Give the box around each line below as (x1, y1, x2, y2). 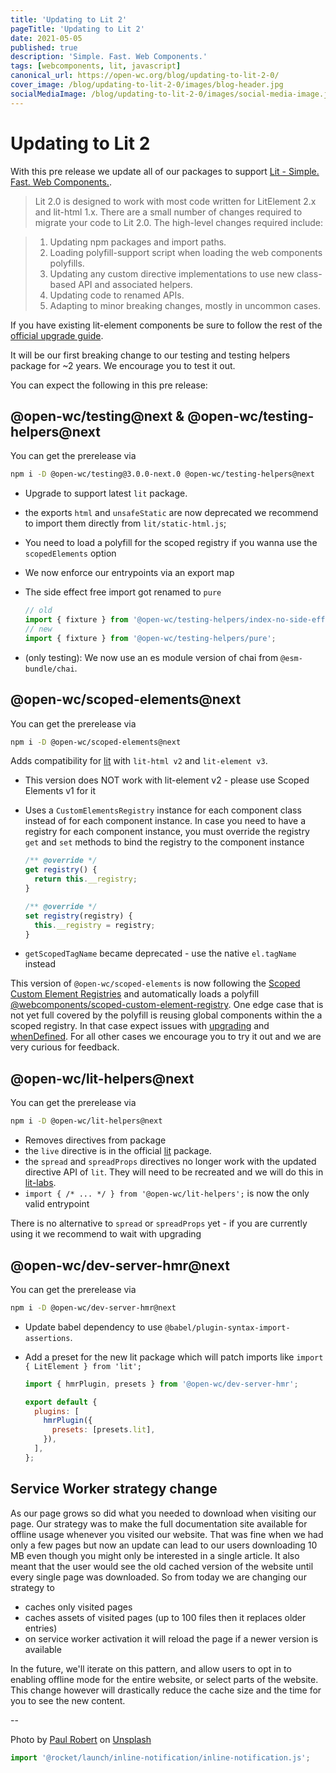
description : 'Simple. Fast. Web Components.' (10, 52, 208, 62)
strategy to (10, 1581, 55, 1593)
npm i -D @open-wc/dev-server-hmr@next (10, 1302, 177, 1313)
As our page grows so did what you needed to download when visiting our (10, 1507, 317, 1519)
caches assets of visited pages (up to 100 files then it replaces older (24, 1611, 307, 1623)
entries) (24, 1622, 58, 1634)
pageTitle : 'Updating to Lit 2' (10, 24, 145, 34)
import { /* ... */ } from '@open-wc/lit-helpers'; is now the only (24, 1187, 310, 1200)
